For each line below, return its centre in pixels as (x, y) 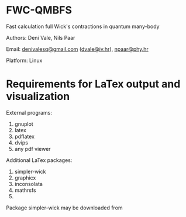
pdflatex (25, 136)
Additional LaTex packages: (39, 160)
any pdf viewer (32, 149)
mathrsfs (25, 190)
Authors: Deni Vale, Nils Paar (41, 37)
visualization (38, 97)
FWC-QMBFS (39, 10)
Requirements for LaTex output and (93, 84)
